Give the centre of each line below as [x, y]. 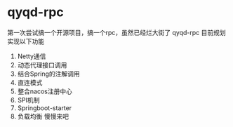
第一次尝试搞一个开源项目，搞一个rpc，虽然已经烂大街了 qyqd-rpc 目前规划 [116, 32]
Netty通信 [32, 56]
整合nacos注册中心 [45, 91]
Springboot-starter [45, 108]
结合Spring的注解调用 [49, 74]
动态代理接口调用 [42, 65]
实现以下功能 [26, 41]
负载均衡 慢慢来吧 [43, 116]
